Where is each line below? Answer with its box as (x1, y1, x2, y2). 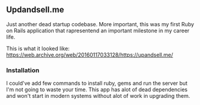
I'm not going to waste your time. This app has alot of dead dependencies (6, 86, 188, 93)
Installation (6, 66, 40, 74)
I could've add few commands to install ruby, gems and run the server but (6, 80, 188, 87)
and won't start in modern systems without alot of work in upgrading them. (6, 92, 190, 100)
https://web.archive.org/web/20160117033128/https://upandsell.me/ (6, 51, 173, 58)
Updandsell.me (6, 5, 64, 15)
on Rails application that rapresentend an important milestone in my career (6, 27, 190, 34)
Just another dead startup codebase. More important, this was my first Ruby (6, 20, 195, 27)
